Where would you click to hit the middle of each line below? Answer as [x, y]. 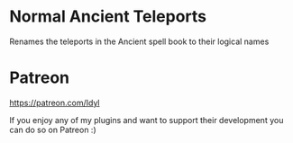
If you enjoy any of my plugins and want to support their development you [146, 120]
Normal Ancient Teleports [108, 17]
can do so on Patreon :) [53, 130]
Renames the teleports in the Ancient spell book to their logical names [139, 41]
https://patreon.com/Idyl [55, 103]
